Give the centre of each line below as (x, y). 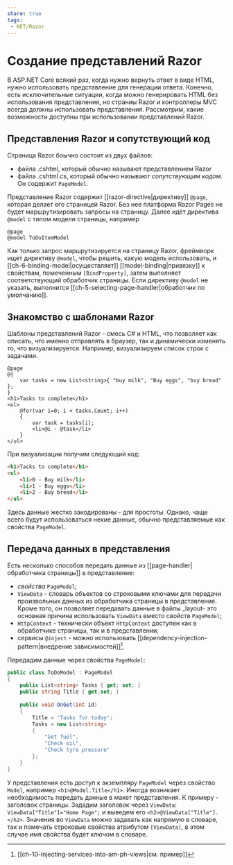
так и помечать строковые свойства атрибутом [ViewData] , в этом (106, 827)
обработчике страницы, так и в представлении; (88, 631)
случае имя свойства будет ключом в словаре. (77, 834)
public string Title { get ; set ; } (69, 692)
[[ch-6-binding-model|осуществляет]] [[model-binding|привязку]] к (106, 266)
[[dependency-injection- (173, 638)
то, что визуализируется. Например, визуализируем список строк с (108, 348)
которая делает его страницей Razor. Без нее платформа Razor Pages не (115, 205)
